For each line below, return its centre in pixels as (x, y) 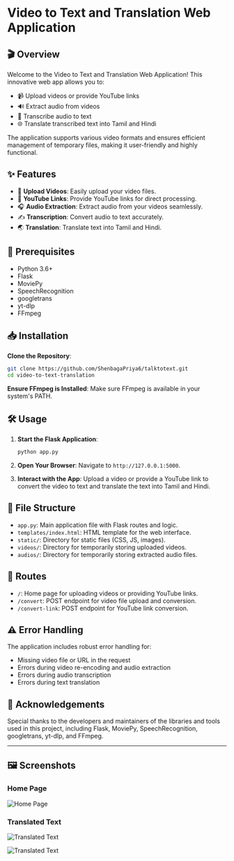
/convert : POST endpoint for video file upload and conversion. (107, 600)
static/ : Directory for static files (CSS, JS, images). (91, 540)
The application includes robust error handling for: (79, 647)
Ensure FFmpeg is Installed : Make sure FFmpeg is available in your (104, 389)
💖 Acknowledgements (56, 704)
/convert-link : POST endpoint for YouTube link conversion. (103, 608)
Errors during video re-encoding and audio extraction (94, 668)
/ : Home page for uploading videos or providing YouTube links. (108, 593)
